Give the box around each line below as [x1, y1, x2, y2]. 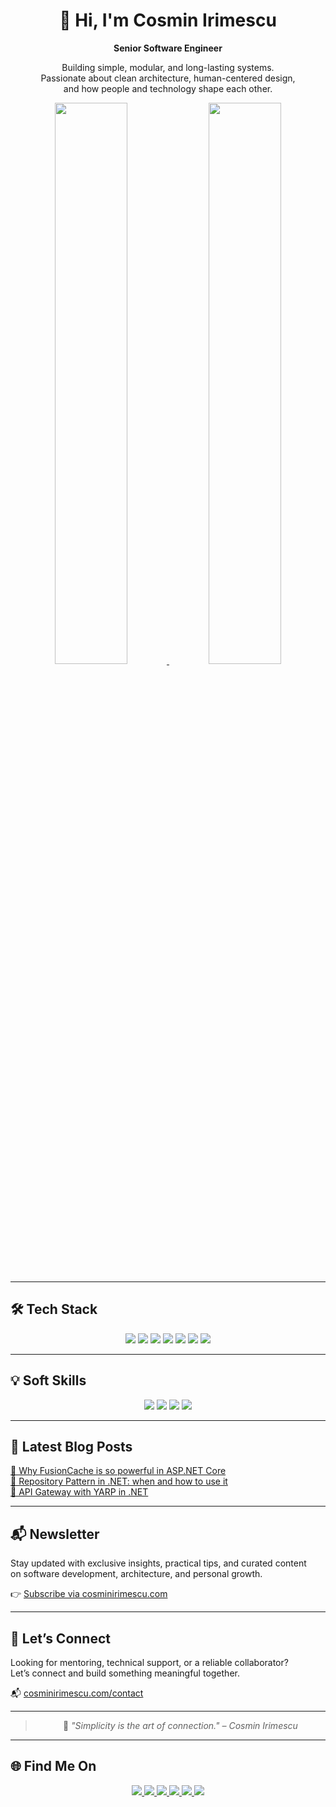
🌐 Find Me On [10, 1758, 97, 1775]
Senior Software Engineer [113, 42, 223, 54]
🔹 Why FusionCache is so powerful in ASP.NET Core [10, 1465, 227, 1477]
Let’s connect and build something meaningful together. [10, 1667, 240, 1679]
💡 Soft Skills [10, 1372, 87, 1389]
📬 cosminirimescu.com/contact [10, 1687, 144, 1699]
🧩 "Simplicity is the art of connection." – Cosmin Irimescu [62, 1720, 298, 1731]
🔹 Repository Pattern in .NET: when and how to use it [10, 1475, 228, 1488]
